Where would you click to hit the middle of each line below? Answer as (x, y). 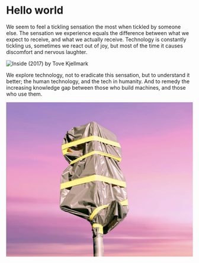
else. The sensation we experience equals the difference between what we (98, 33)
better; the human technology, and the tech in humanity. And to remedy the (98, 81)
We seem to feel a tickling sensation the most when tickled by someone (94, 27)
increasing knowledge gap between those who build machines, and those (96, 87)
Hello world (35, 10)
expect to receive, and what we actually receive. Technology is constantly (96, 39)
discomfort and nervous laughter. (47, 52)
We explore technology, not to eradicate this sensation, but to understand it (98, 75)
